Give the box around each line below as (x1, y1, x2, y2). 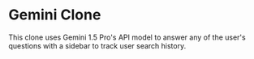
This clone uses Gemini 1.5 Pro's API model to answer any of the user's (8, 32, 246, 42)
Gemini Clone (8, 6, 101, 24)
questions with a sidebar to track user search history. (8, 40, 187, 50)
